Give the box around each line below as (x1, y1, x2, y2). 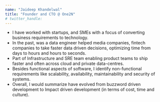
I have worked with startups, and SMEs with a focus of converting (12, 30, 145, 36)
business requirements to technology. (12, 35, 89, 41)
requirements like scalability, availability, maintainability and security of (12, 71, 156, 77)
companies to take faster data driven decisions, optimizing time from (12, 45, 151, 51)
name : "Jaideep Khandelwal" (5, 7, 63, 12)
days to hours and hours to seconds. (12, 50, 87, 56)
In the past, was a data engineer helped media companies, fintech (12, 40, 146, 46)
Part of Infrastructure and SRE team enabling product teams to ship (12, 56, 148, 61)
